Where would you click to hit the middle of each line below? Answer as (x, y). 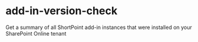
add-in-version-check (62, 11)
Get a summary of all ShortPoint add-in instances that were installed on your (99, 27)
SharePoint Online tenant (36, 33)
